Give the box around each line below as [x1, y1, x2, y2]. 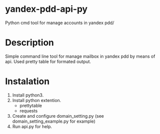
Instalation [5, 76, 50, 87]
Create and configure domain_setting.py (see [12, 113, 104, 119]
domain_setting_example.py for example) [12, 118, 96, 124]
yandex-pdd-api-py [5, 3, 88, 15]
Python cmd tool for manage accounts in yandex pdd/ [5, 20, 114, 26]
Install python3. [12, 92, 44, 98]
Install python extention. [12, 97, 62, 103]
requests [19, 107, 38, 114]
